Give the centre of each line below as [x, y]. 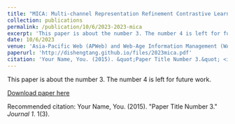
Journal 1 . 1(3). [29, 113]
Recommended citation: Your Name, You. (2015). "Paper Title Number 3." [113, 106]
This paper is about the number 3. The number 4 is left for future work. [109, 79]
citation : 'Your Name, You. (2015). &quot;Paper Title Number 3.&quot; [114, 60]
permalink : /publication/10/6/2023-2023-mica [74, 27]
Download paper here [38, 92]
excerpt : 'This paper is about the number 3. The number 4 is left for [114, 33]
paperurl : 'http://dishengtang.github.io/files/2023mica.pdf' [100, 53]
